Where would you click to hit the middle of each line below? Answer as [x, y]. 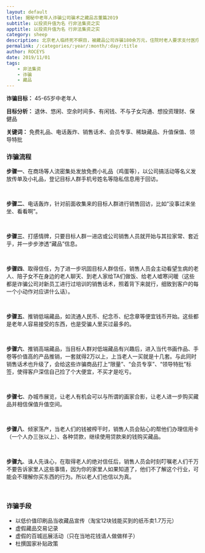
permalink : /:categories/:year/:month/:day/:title [72, 46]
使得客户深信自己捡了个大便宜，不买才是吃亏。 [76, 372]
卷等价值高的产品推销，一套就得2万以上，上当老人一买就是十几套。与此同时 [102, 357]
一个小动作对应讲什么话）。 [40, 291]
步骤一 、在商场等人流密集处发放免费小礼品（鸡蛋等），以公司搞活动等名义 [99, 171]
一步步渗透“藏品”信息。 [52, 244]
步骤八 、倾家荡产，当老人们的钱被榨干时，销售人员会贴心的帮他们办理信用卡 [103, 429]
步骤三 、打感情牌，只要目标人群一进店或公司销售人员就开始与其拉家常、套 [100, 236]
